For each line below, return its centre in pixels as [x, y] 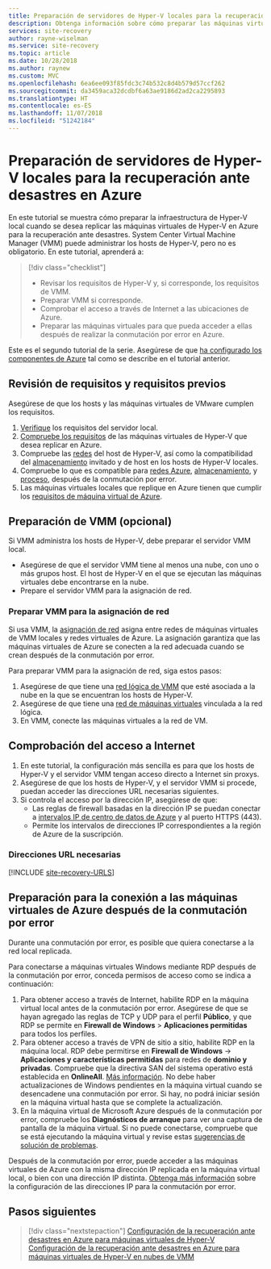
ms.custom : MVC [34, 76]
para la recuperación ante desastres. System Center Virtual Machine [122, 234]
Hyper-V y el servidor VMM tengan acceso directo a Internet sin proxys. [140, 774]
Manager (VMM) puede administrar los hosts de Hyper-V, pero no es [122, 243]
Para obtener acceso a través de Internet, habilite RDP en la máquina [134, 999]
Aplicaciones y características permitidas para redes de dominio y [133, 1059]
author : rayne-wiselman [48, 38]
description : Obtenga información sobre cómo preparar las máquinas [126, 23]
